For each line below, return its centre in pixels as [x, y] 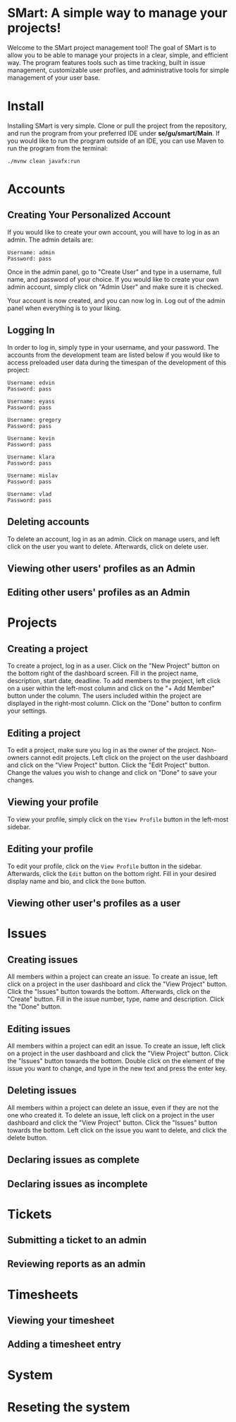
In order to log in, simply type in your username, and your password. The [113, 347]
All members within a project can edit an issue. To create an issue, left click [116, 1045]
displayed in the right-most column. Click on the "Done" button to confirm [114, 704]
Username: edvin [31, 383]
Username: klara [31, 457]
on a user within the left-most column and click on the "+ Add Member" [111, 688]
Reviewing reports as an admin [76, 1264]
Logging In [31, 330]
